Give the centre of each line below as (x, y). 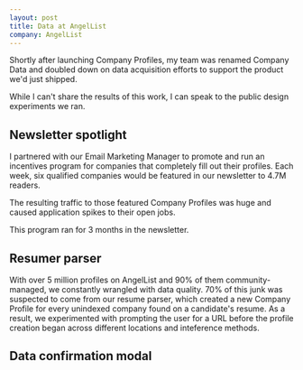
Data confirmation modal (81, 356)
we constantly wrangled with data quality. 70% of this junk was (165, 289)
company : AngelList (46, 34)
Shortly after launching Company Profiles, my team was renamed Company (149, 60)
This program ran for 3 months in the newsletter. (99, 230)
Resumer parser (55, 258)
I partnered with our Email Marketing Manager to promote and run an (137, 157)
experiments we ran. (47, 106)
